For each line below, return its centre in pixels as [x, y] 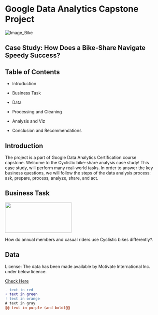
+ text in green [21, 294]
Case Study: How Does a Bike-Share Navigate [75, 48]
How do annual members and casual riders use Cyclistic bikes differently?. [79, 239]
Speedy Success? [33, 55]
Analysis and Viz [29, 121]
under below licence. [26, 271]
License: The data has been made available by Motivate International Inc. [78, 266]
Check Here [17, 281]
